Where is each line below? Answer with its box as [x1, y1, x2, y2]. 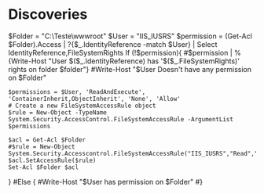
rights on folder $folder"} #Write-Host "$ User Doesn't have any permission [8, 64, 252, 74]
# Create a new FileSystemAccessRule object [8, 102, 156, 110]
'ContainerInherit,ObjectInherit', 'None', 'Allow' [8, 95, 181, 102]
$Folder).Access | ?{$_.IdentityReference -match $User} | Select [8, 39, 218, 48]
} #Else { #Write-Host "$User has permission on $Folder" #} [8, 177, 203, 186]
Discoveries [8, 5, 88, 23]
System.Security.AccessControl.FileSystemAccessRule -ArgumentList [8, 115, 234, 123]
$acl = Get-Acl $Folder [8, 135, 86, 144]
